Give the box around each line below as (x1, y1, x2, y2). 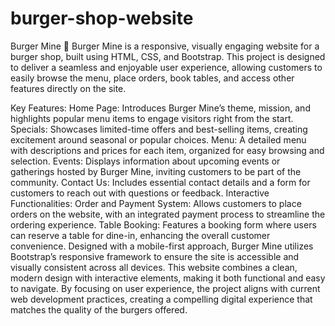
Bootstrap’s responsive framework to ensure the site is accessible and (10, 250, 300, 262)
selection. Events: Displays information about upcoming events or (10, 155, 281, 167)
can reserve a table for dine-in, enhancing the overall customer (10, 229, 271, 241)
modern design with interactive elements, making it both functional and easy (10, 272, 326, 284)
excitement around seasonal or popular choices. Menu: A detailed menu (10, 133, 307, 146)
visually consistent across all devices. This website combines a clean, (10, 261, 298, 273)
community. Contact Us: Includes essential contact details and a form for (10, 176, 311, 188)
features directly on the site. (10, 82, 127, 94)
